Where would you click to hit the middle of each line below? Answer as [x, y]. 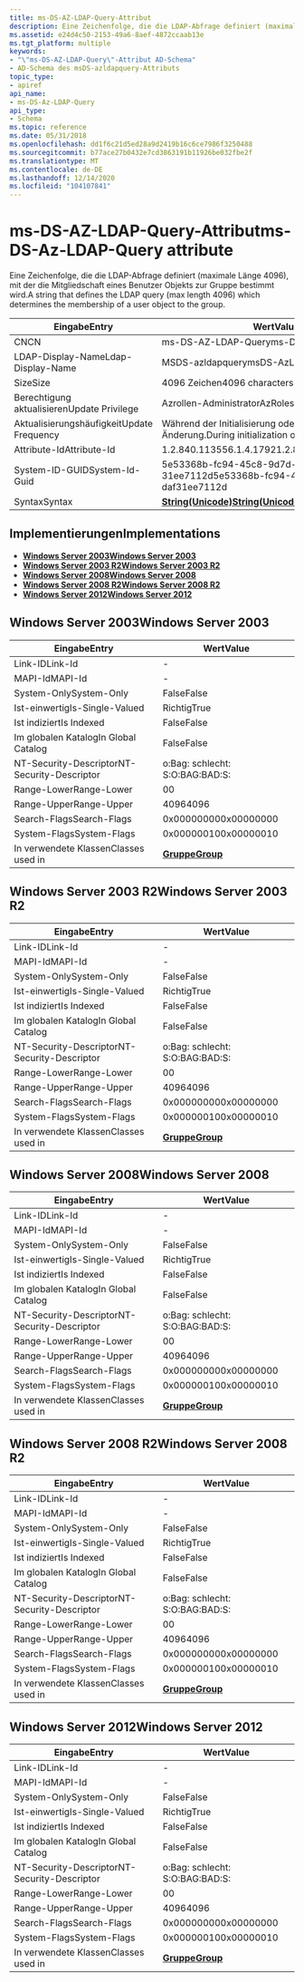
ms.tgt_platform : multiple [60, 43]
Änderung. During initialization [224, 435]
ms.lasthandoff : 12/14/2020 [62, 178]
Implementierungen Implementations [115, 534]
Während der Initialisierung [218, 424]
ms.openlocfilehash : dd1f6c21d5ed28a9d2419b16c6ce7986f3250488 [131, 144]
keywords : [28, 52]
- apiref [26, 85]
